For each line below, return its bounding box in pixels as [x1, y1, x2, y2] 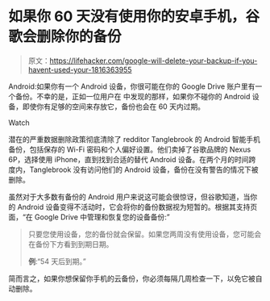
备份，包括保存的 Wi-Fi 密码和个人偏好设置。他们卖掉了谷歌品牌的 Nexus [8, 144, 251, 154]
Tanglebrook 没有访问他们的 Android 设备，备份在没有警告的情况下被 [29, 165, 260, 174]
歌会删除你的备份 [8, 27, 123, 46]
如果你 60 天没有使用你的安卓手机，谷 [8, 7, 260, 26]
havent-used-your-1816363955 [27, 65, 132, 74]
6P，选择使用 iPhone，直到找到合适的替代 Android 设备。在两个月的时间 [8, 154, 249, 164]
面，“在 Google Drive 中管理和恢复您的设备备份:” [8, 211, 171, 222]
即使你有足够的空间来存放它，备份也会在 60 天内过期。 [22, 102, 206, 111]
